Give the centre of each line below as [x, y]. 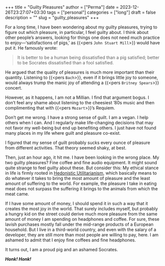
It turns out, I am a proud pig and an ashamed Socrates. [62, 250]
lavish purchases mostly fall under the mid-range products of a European [79, 224]
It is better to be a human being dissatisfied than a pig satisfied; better [88, 58]
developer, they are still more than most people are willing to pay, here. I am [82, 235]
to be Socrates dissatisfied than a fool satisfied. [66, 63]
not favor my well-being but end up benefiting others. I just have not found [81, 128]
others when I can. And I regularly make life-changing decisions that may [79, 123]
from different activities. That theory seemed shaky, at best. [66, 148]
